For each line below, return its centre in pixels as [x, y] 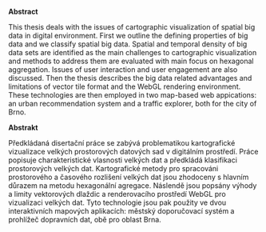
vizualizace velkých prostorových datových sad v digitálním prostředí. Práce [133, 152]
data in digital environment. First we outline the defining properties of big [128, 36]
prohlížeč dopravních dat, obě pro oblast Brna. [85, 220]
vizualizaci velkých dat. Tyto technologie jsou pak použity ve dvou [117, 202]
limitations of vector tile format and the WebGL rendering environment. [125, 86]
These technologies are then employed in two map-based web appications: [133, 95]
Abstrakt [23, 128]
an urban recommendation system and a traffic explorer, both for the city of [133, 104]
